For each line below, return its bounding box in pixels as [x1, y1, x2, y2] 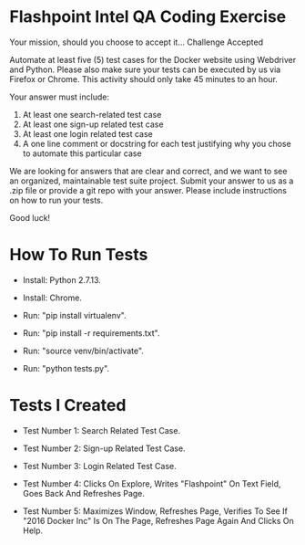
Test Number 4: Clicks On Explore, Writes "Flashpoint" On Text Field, [22, 477, 281, 489]
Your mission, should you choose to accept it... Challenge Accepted [9, 37, 264, 47]
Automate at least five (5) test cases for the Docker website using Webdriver [9, 54, 297, 65]
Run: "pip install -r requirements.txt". [22, 327, 160, 339]
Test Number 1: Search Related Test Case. [22, 424, 180, 435]
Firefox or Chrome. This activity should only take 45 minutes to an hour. [9, 73, 278, 84]
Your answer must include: [9, 91, 109, 102]
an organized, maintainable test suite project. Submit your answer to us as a [9, 175, 294, 186]
